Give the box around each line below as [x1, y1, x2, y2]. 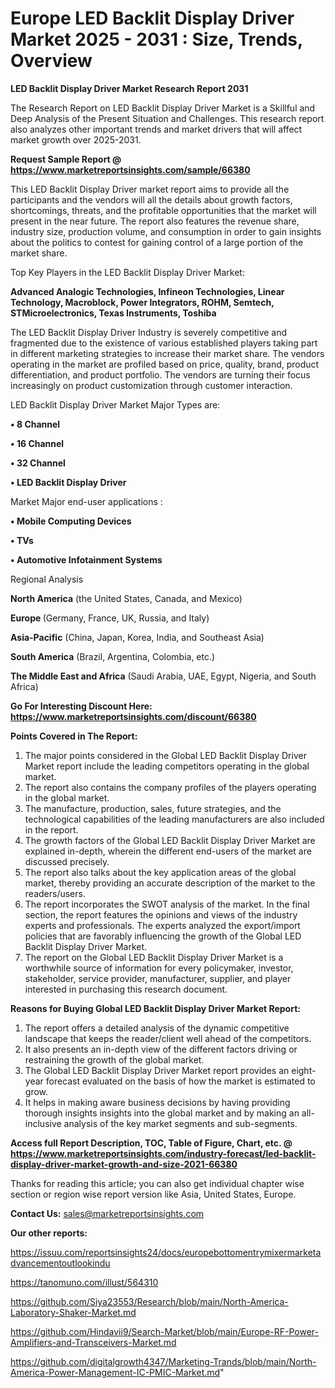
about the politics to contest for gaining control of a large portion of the [10, 236, 304, 248]
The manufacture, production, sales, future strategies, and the [24, 802, 282, 814]
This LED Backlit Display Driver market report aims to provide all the [10, 183, 290, 195]
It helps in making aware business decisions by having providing [24, 1096, 291, 1108]
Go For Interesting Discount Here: [10, 700, 153, 712]
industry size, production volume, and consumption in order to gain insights [10, 225, 322, 237]
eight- [291, 1064, 317, 1076]
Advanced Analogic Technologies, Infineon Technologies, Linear [10, 285, 285, 297]
